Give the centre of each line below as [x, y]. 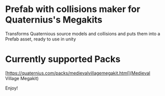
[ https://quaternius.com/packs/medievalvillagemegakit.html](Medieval [78, 73]
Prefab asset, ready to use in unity [41, 39]
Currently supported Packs [63, 59]
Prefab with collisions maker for [73, 9]
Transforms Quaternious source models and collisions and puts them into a [83, 33]
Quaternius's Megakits [54, 20]
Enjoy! [12, 88]
